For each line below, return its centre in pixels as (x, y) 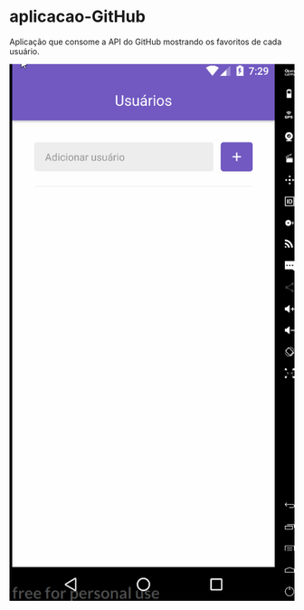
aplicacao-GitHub (78, 17)
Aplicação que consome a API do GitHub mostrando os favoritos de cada (146, 42)
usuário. (25, 51)
